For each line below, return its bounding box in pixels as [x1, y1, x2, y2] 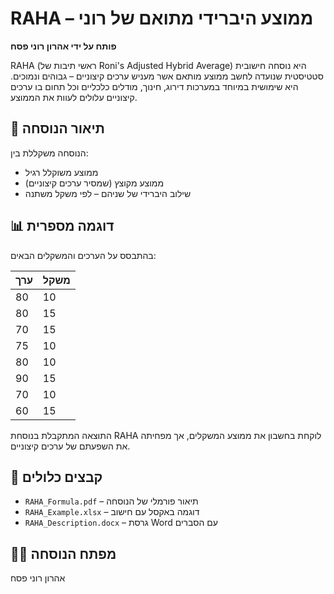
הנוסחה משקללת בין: [10, 147, 89, 159]
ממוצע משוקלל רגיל [24, 166, 99, 178]
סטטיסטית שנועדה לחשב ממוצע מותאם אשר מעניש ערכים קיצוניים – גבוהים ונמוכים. [10, 70, 324, 82]
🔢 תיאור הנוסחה [10, 120, 105, 137]
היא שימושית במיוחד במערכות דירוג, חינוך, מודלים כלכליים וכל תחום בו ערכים [10, 80, 299, 92]
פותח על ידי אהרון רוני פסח [10, 40, 117, 52]
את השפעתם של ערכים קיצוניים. [10, 440, 131, 452]
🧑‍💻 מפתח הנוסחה [10, 545, 117, 562]
